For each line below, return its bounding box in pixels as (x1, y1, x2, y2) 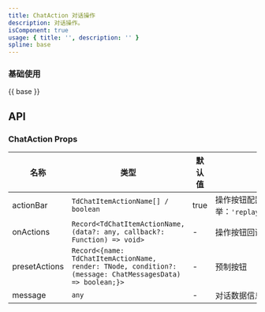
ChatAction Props (8, 133, 78, 145)
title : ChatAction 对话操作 (8, 11, 96, 20)
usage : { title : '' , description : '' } (8, 33, 140, 42)
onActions (12, 227, 50, 238)
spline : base (8, 41, 51, 49)
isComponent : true (8, 26, 69, 34)
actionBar (12, 200, 48, 211)
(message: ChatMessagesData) (71, 270, 181, 279)
